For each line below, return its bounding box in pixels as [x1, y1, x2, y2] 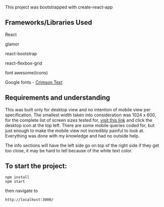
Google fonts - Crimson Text [5, 79, 63, 85]
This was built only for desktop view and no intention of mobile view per [5, 106, 151, 112]
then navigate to [5, 188, 38, 194]
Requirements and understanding [5, 94, 110, 102]
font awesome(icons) [5, 69, 48, 75]
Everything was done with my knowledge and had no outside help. [5, 133, 140, 138]
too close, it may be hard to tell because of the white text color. [5, 147, 133, 153]
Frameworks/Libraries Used [5, 18, 92, 27]
